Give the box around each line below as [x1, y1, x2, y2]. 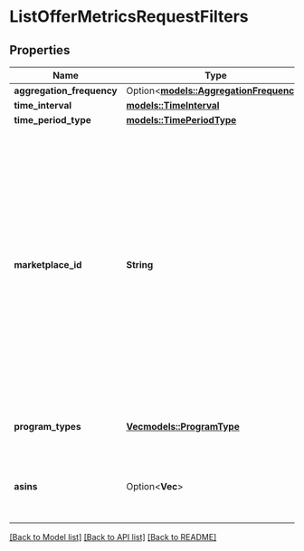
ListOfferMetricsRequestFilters [9, 6, 249, 27]
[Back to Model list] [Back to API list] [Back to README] [9, 532, 217, 542]
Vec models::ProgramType [126, 421, 240, 432]
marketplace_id [14, 259, 82, 271]
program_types [14, 421, 81, 432]
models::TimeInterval [126, 100, 220, 111]
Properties [9, 43, 71, 58]
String [126, 259, 154, 271]
